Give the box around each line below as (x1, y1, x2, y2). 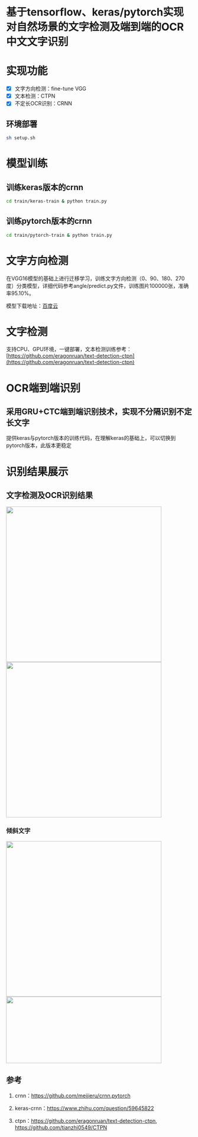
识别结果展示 (6, 465, 69, 478)
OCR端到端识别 (6, 381, 81, 394)
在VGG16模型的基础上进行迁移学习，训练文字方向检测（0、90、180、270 (6, 275, 185, 282)
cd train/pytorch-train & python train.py (6, 232, 112, 238)
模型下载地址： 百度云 (6, 302, 58, 309)
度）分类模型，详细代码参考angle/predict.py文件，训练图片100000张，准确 (6, 282, 189, 289)
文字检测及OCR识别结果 (6, 490, 93, 500)
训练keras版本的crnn (6, 182, 84, 192)
